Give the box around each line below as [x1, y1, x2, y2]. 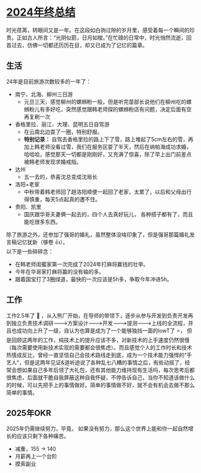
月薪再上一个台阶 [14, 453, 57, 460]
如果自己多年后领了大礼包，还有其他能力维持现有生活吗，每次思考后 [22, 366, 190, 373]
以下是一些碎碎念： [6, 247, 54, 255]
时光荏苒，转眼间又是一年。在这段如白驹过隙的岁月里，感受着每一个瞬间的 [6, 26, 190, 34]
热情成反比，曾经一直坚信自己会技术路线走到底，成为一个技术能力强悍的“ [6, 351, 187, 358]
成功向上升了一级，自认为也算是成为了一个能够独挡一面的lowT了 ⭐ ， [16, 327, 186, 334]
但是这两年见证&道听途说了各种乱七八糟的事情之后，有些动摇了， [24, 358, 185, 366]
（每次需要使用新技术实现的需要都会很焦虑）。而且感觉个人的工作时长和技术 [6, 343, 193, 351]
